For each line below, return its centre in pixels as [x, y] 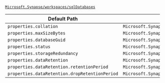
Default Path [63, 19]
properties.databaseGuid [37, 40]
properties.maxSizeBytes [37, 33]
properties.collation [33, 26]
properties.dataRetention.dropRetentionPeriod [63, 74]
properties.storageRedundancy [43, 53]
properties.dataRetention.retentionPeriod [58, 67]
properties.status [29, 47]
